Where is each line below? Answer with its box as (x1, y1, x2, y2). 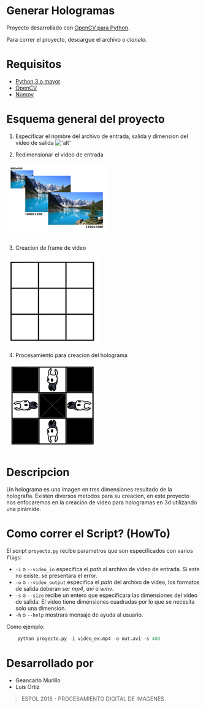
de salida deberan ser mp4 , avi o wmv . (15, 585, 114, 592)
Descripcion (6, 466, 70, 479)
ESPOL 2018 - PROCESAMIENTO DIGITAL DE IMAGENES (21, 695, 164, 702)
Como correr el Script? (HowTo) (6, 526, 170, 541)
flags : (6, 553, 22, 561)
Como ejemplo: (6, 623, 45, 630)
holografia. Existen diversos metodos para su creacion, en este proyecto (6, 492, 190, 499)
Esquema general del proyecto (6, 112, 166, 126)
